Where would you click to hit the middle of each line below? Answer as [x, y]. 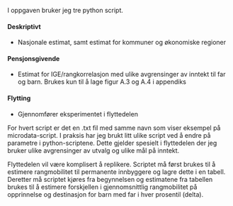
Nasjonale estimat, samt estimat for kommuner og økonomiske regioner [122, 43]
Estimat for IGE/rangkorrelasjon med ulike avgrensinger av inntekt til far [121, 75]
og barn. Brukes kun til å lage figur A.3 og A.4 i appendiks [102, 82]
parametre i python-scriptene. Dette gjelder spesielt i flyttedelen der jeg [112, 143]
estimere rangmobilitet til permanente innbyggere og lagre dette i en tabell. [116, 172]
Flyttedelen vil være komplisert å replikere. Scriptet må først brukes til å [112, 164]
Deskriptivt [24, 26]
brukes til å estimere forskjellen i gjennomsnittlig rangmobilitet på [102, 187]
